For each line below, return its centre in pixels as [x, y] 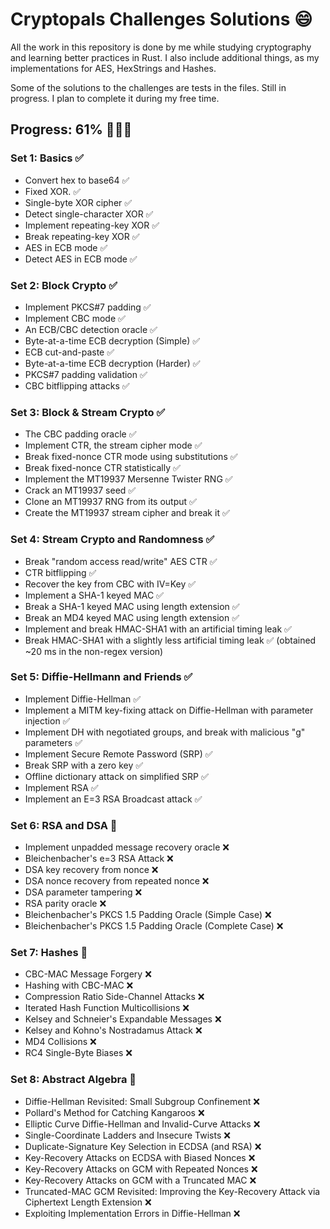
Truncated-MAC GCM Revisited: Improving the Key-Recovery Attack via [172, 1191]
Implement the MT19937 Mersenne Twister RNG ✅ [128, 479]
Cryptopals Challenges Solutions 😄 [161, 19]
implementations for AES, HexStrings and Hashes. [113, 68]
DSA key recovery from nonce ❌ [91, 870]
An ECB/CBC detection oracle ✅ [91, 329]
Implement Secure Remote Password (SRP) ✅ [118, 754]
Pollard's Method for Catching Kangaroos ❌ [114, 1112]
